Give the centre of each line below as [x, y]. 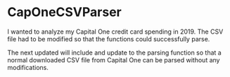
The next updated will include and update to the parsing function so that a [114, 52]
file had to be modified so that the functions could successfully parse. [109, 38]
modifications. [28, 67]
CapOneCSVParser [64, 12]
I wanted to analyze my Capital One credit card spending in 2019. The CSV [115, 31]
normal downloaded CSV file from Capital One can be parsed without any [114, 59]
